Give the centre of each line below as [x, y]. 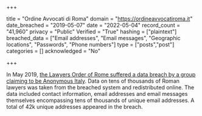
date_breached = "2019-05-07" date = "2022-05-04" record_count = [93, 25]
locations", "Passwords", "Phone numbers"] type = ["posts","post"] [90, 44]
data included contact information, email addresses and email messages [97, 94]
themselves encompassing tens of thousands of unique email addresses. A [100, 100]
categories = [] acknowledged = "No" [53, 51]
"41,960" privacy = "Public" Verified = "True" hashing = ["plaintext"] [92, 32]
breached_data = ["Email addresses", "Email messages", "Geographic [93, 38]
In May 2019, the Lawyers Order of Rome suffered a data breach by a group [101, 74]
